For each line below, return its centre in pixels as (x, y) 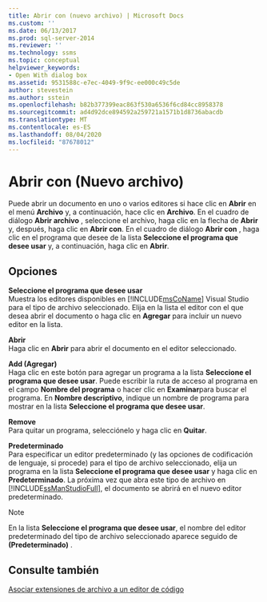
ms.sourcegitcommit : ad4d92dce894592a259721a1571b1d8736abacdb (116, 113)
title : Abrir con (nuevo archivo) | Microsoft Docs (96, 16)
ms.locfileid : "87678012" (51, 142)
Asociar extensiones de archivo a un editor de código (96, 589)
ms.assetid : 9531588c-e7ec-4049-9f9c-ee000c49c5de (94, 82)
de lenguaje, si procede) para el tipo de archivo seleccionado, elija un (123, 463)
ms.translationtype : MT (48, 120)
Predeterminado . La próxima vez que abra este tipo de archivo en (117, 480)
